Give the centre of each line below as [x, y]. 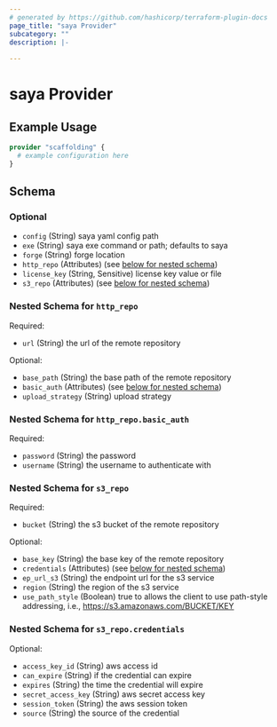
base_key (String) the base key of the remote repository [123, 559]
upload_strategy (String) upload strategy [96, 396]
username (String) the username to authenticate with [116, 465]
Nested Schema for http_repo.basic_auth [99, 419]
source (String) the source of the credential [101, 713]
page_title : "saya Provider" [63, 26]
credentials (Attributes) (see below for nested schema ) [124, 568]
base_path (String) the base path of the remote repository [127, 377]
